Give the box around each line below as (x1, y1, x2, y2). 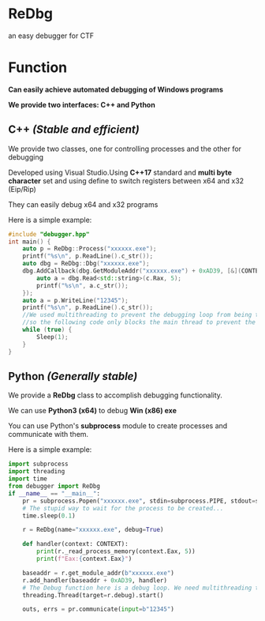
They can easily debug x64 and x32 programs (8, 199, 159, 209)
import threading (8, 468, 65, 476)
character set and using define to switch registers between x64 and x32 (8, 175, 244, 186)
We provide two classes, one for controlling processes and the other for (8, 144, 242, 153)
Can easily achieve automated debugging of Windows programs (8, 85, 223, 94)
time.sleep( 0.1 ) (22, 511, 77, 520)
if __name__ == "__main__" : (8, 489, 101, 498)
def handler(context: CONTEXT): (22, 540, 129, 548)
